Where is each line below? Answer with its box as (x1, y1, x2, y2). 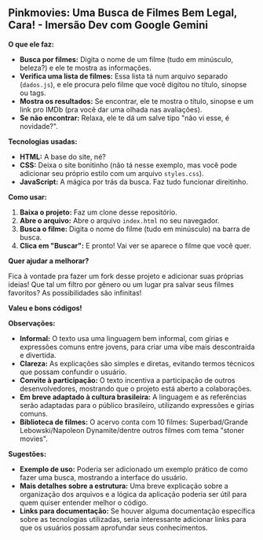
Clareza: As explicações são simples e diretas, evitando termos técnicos (19, 358, 255, 368)
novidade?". (19, 121, 59, 130)
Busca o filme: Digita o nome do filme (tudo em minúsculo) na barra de (19, 224, 250, 233)
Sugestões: (8, 449, 47, 458)
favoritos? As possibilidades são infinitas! (8, 288, 142, 297)
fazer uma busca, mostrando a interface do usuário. (19, 472, 188, 482)
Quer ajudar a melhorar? (8, 255, 89, 266)
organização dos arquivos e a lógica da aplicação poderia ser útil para (19, 489, 247, 498)
